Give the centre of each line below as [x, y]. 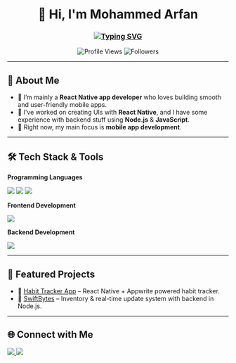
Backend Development [41, 232]
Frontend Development [41, 205]
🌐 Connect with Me [50, 335]
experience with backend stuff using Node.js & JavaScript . [103, 120]
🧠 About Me [33, 80]
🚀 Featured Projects [51, 274]
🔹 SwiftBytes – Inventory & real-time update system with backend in [116, 298]
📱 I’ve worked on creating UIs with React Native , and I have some [112, 113]
